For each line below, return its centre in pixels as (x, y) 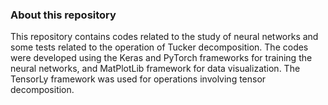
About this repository (63, 15)
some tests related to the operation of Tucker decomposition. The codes (159, 47)
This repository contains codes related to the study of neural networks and (164, 37)
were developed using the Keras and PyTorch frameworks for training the (161, 58)
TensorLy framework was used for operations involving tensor (138, 79)
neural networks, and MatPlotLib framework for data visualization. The (155, 69)
